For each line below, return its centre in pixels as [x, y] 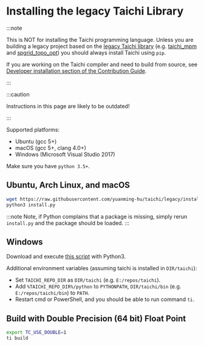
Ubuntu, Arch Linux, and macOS [68, 185]
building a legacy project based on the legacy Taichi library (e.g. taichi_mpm [102, 46]
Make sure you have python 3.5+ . [48, 166]
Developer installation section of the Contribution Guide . [76, 70]
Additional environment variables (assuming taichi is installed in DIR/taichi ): [102, 268]
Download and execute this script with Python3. [66, 257]
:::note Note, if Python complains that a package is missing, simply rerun [97, 216]
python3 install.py [31, 205]
